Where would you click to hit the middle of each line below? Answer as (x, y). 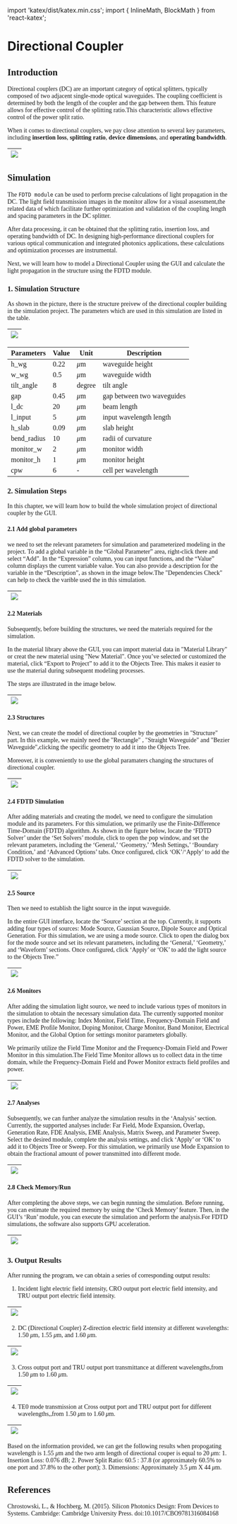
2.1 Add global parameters (42, 529)
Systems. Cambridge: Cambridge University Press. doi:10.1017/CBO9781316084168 (113, 1514)
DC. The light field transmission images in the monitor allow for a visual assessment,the (116, 201)
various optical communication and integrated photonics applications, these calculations (116, 243)
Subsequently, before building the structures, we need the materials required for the (110, 629)
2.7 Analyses (24, 1103)
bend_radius (28, 439)
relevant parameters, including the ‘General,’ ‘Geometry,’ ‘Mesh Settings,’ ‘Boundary (113, 845)
